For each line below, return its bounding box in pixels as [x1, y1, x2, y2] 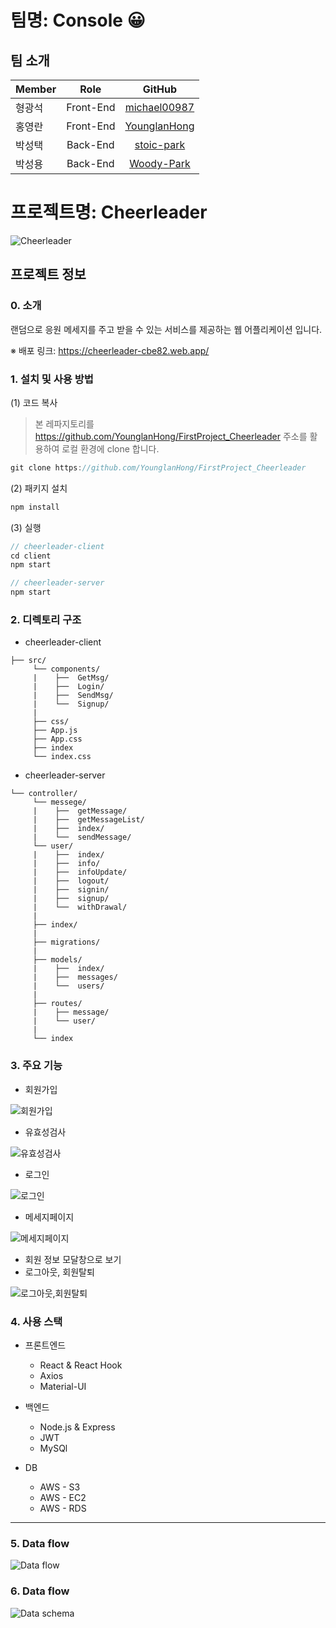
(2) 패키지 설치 [10, 482, 68, 494]
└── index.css [32, 752, 92, 762]
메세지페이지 [24, 1211, 75, 1223]
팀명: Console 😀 [10, 9, 146, 32]
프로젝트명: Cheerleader [10, 201, 208, 224]
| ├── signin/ [32, 885, 110, 895]
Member [15, 82, 57, 96]
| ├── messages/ [32, 972, 118, 983]
